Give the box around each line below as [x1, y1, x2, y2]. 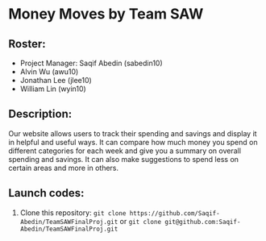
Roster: [8, 37, 46, 51]
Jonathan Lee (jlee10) [19, 76, 93, 85]
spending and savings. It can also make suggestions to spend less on [8, 154, 239, 164]
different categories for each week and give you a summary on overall [8, 146, 242, 156]
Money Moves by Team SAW [8, 5, 204, 23]
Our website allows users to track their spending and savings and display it [8, 128, 257, 138]
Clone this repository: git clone [19, 207, 127, 218]
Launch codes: [8, 186, 85, 200]
